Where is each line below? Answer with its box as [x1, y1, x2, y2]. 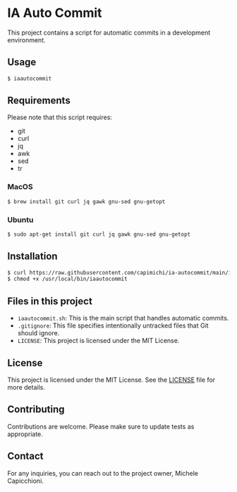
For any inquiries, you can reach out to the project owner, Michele [7, 469, 199, 477]
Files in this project [7, 295, 93, 307]
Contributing [7, 404, 65, 416]
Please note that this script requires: [7, 113, 113, 121]
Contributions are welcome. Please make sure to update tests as [7, 422, 195, 431]
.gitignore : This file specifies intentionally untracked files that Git [17, 321, 209, 330]
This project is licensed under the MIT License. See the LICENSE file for [7, 376, 216, 384]
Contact [7, 450, 44, 462]
